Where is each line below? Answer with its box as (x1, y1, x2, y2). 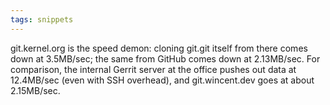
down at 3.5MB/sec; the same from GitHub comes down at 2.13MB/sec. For (10, 52, 321, 65)
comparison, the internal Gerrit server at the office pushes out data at (10, 63, 297, 75)
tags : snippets (10, 14, 74, 25)
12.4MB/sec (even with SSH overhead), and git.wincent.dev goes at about (10, 74, 315, 86)
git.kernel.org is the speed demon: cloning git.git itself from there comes (10, 42, 308, 54)
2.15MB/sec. (10, 84, 61, 96)
